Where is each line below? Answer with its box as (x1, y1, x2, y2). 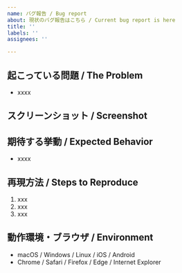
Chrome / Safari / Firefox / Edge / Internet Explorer (17, 258, 161, 266)
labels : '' (7, 29, 39, 37)
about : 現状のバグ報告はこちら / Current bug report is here (7, 17, 176, 24)
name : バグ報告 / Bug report (7, 10, 87, 17)
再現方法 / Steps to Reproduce (7, 176, 138, 188)
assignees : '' (7, 36, 48, 43)
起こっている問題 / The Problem (7, 69, 143, 81)
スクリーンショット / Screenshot (7, 110, 147, 122)
